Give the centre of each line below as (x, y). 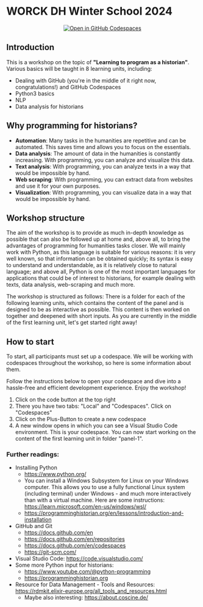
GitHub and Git (34, 526)
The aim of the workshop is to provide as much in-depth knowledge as (95, 233)
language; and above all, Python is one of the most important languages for (101, 272)
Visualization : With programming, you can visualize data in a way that (103, 192)
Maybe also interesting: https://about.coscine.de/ (86, 598)
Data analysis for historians (49, 106)
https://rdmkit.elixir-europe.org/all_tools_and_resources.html (91, 591)
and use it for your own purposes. (58, 186)
